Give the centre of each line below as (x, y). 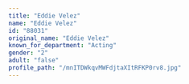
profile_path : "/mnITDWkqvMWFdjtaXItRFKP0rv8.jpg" (95, 68)
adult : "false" (34, 61)
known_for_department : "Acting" (62, 46)
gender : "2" (28, 53)
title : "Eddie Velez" (45, 16)
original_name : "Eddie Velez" (59, 38)
